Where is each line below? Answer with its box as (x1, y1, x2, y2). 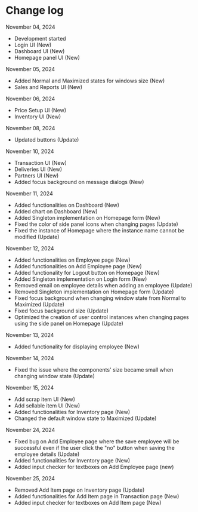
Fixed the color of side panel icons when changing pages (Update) (14, 220, 178, 228)
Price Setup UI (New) (14, 106, 67, 114)
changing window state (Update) (14, 372, 95, 379)
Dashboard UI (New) (14, 47, 65, 54)
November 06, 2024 (5, 95, 55, 102)
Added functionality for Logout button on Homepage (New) (14, 269, 160, 276)
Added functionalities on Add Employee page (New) (14, 262, 143, 269)
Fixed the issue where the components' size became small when (14, 366, 174, 373)
